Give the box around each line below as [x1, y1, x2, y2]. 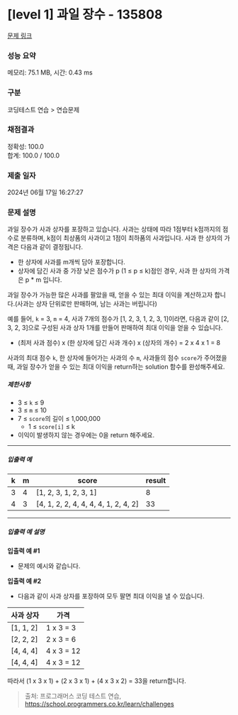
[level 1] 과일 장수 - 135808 [7, 6, 163, 23]
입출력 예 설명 [7, 527, 45, 536]
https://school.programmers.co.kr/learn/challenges [24, 700, 175, 709]
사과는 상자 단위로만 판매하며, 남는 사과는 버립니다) [17, 300, 158, 308]
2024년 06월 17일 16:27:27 [7, 188, 84, 197]
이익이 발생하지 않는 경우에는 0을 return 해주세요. [17, 431, 154, 440]
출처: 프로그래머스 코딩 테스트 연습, [24, 692, 122, 700]
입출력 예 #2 [7, 577, 42, 586]
